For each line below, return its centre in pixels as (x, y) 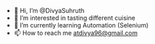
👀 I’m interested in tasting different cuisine (74, 18)
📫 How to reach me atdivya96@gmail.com (76, 33)
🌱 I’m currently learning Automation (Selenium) (81, 25)
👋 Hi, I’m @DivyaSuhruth (49, 11)
